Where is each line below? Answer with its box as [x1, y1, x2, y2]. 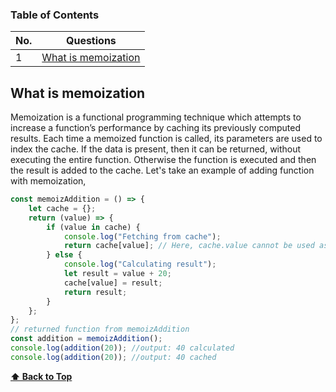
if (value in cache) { [46, 222, 141, 232]
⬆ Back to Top [10, 370, 73, 382]
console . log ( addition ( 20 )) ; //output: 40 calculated [10, 343, 235, 353]
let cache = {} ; [28, 203, 97, 213]
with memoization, [10, 175, 87, 187]
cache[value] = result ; [63, 278, 163, 288]
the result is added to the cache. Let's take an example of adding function [10, 164, 315, 177]
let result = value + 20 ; [63, 269, 172, 279]
